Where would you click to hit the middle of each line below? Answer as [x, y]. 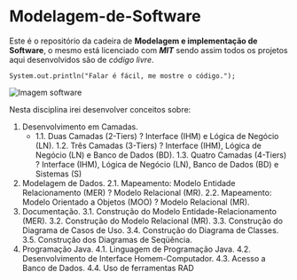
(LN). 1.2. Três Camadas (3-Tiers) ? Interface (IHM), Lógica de [148, 145]
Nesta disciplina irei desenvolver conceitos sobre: [100, 109]
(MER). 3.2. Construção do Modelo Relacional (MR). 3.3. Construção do [152, 221]
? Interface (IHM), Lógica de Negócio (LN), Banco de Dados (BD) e [157, 164]
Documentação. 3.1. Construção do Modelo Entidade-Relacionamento [149, 211]
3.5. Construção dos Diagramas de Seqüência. [107, 239]
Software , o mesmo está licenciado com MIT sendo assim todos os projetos [148, 50]
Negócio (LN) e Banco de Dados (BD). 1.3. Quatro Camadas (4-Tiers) [161, 155]
